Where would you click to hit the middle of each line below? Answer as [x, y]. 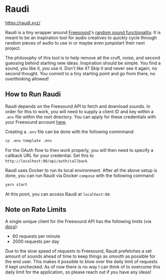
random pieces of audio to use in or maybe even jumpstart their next [75, 43]
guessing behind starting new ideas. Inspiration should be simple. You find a [83, 63]
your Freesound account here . [36, 122]
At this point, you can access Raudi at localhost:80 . [58, 194]
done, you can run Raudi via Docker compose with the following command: [80, 175]
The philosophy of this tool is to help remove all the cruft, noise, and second [83, 57]
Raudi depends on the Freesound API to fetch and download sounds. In [78, 106]
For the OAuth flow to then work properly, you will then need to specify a [79, 150]
